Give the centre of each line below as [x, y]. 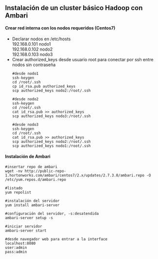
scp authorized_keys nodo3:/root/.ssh [51, 116]
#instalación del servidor [32, 201]
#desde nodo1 [25, 73]
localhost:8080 [20, 243]
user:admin [16, 247]
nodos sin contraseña [34, 65]
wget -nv [14, 171]
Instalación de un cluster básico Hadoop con [74, 8]
